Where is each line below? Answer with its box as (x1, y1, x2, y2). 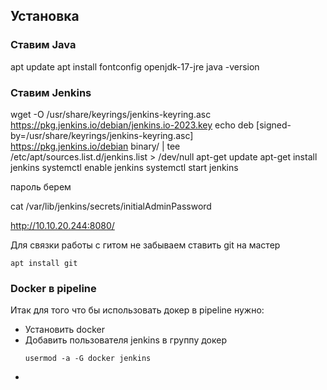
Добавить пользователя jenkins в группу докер (24, 334, 227, 346)
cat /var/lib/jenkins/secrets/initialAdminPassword (10, 200, 212, 212)
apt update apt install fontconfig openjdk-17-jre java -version (10, 60, 260, 73)
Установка (10, 8, 80, 25)
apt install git (10, 258, 78, 268)
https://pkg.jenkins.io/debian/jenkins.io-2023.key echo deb (10, 119, 255, 131)
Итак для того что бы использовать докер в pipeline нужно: (10, 304, 265, 316)
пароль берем (10, 180, 72, 193)
